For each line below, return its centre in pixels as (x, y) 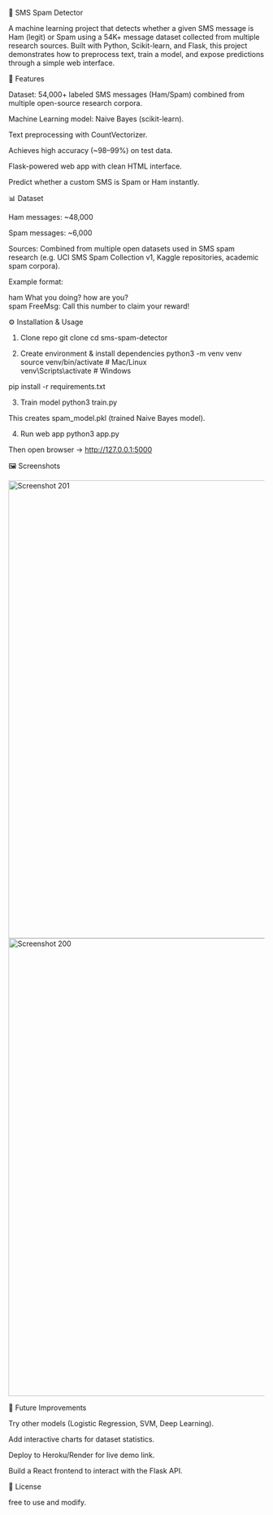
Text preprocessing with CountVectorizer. (78, 135)
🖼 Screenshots (35, 466)
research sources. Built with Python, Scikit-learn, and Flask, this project (128, 46)
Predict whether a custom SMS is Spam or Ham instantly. (104, 182)
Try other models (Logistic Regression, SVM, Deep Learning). (111, 1423)
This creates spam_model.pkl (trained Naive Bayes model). (107, 418)
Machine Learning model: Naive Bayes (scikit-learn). (96, 119)
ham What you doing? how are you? (68, 298)
